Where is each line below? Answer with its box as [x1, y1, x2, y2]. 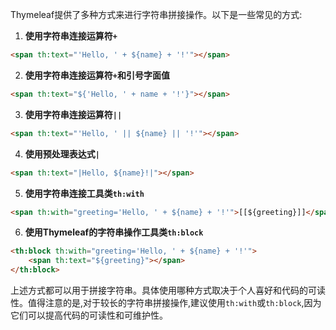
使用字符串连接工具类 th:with [24, 187, 145, 199]
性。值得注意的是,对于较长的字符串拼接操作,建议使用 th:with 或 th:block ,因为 [10, 297, 322, 308]
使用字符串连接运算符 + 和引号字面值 [24, 69, 170, 81]
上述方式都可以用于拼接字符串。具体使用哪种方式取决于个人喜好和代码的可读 [10, 284, 326, 296]
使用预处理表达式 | [24, 148, 100, 160]
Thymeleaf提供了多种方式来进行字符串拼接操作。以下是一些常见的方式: [10, 9, 303, 20]
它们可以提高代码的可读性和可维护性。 [10, 309, 168, 321]
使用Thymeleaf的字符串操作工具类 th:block [24, 226, 204, 238]
